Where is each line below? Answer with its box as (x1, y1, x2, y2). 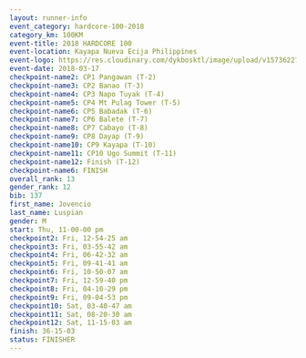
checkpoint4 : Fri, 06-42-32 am (9, 251, 128, 260)
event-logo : (9, 56, 55, 65)
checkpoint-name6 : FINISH (9, 166, 107, 175)
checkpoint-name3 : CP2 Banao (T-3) (9, 81, 145, 90)
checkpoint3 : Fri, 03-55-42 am (9, 242, 128, 251)
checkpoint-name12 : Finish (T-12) (9, 157, 141, 167)
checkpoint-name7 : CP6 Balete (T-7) (9, 115, 148, 124)
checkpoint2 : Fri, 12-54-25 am (9, 233, 128, 242)
